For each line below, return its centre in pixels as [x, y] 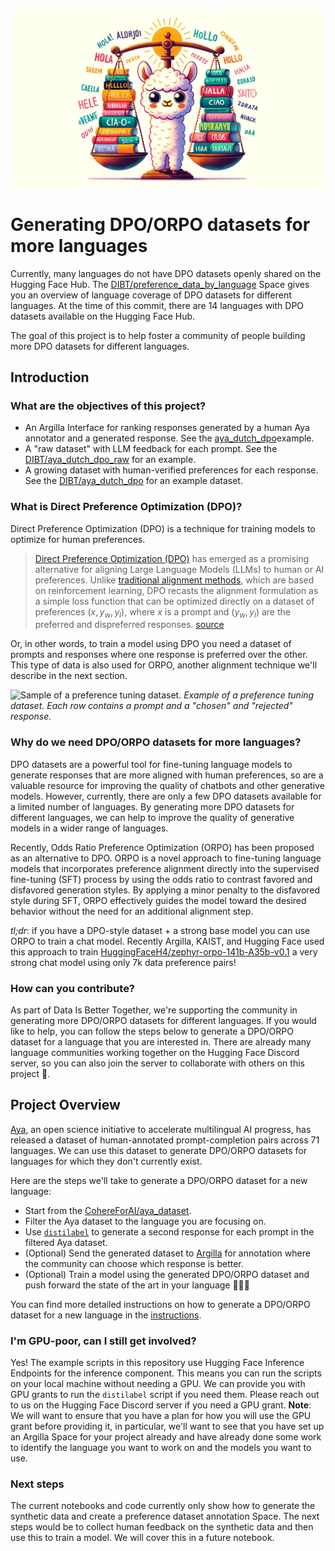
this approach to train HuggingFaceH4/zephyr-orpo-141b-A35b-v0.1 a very [164, 951]
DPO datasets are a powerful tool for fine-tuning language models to [151, 764]
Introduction [50, 377]
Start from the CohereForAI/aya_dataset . [108, 1210]
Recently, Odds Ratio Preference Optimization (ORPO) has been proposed [162, 847]
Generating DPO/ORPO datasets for [160, 224]
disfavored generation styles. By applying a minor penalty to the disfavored [165, 890]
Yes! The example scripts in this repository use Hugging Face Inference [157, 1363]
